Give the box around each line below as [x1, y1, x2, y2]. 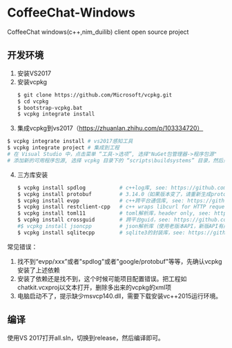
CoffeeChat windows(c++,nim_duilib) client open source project [7, 28, 189, 36]
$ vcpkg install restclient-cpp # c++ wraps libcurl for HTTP [17, 204, 206, 211]
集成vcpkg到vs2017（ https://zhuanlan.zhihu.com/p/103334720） [17, 124, 204, 133]
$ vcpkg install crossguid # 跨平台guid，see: [17, 216, 171, 224]
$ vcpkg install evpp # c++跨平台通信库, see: [17, 197, 185, 204]
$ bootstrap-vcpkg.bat [17, 104, 83, 111]
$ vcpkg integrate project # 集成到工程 [7, 144, 119, 151]
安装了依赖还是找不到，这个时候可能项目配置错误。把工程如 [17, 274, 187, 282]
